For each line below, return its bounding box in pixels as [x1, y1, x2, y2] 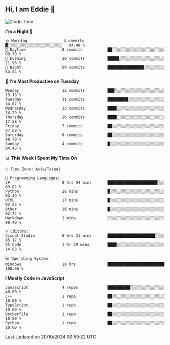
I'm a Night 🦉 [5, 28, 33, 34]
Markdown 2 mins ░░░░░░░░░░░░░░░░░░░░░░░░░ [5, 215, 165, 221]
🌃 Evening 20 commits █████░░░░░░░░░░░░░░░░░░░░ [5, 56, 165, 61]
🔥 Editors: [5, 229, 29, 234]
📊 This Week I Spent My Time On [5, 155, 77, 161]
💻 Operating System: [5, 256, 51, 261]
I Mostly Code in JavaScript [5, 275, 65, 281]
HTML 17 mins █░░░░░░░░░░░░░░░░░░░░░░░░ [5, 197, 165, 203]
